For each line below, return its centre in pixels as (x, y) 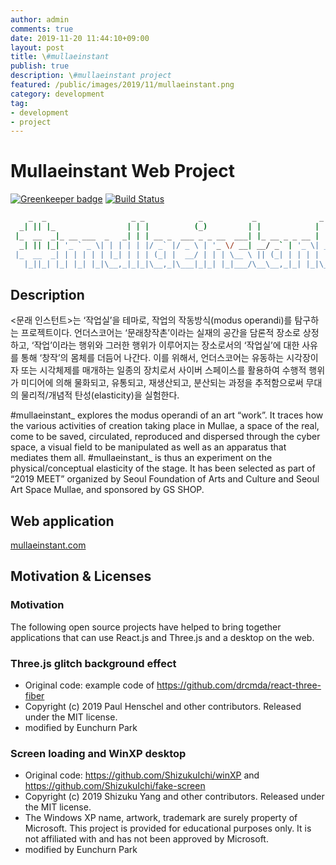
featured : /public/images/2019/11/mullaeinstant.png (122, 85)
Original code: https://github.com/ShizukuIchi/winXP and (142, 775)
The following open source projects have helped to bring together (146, 627)
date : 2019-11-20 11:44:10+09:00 (80, 38)
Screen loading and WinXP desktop (98, 753)
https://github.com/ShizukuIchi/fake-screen (115, 786)
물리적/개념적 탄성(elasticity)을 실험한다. (100, 395)
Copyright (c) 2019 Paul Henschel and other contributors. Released (163, 707)
